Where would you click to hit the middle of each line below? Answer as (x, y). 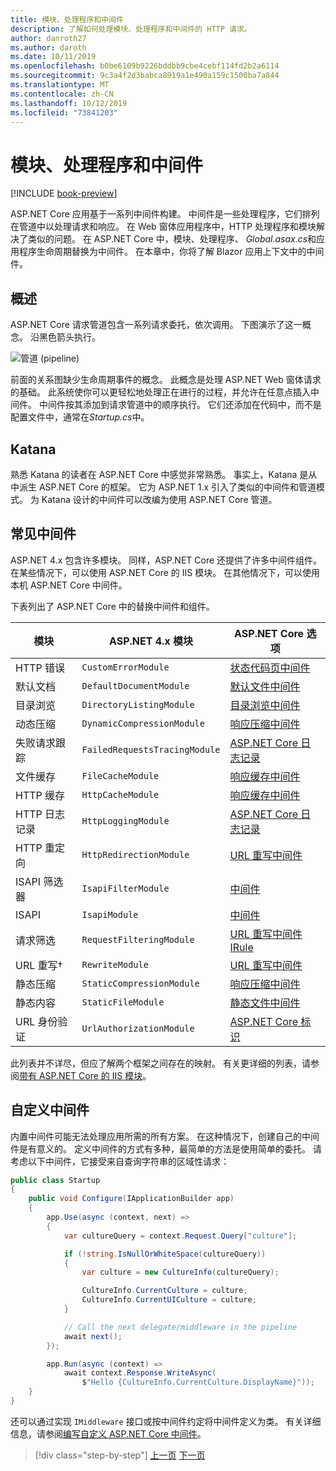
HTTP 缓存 (40, 795)
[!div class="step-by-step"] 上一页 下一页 (120, 1455)
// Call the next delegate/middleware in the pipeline (180, 1327)
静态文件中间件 (265, 1003)
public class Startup (55, 1180)
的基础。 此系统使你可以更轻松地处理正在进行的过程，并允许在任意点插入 (160, 392)
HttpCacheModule (120, 794)
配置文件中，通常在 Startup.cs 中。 (80, 417)
